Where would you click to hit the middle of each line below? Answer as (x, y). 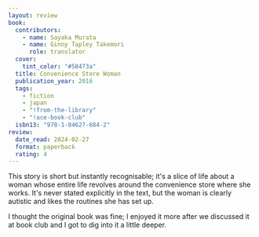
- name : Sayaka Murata (59, 37)
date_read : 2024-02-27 (52, 139)
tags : (24, 88)
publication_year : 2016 (54, 81)
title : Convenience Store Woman (68, 74)
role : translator (57, 52)
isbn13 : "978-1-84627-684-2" (63, 125)
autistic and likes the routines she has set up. (81, 202)
